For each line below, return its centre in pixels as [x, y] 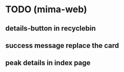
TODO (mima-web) [46, 9]
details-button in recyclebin [50, 28]
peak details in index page [48, 63]
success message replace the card [62, 45]
